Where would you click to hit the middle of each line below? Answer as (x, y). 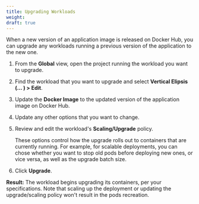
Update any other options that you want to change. (77, 117)
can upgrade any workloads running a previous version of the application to (99, 46)
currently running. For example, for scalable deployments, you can (96, 147)
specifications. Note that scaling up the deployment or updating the (89, 189)
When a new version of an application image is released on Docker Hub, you (100, 40)
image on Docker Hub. (42, 106)
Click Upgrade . (33, 171)
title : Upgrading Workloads (41, 12)
